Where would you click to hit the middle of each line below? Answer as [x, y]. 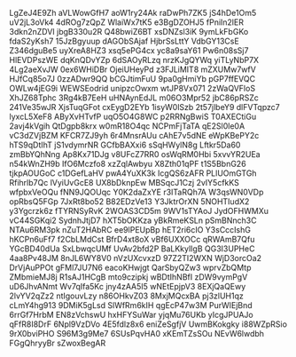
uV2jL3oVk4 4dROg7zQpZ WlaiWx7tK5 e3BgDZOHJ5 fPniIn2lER [126, 22]
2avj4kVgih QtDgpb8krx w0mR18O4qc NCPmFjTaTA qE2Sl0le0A [127, 126]
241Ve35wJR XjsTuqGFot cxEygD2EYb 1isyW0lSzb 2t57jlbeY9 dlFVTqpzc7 [145, 107]
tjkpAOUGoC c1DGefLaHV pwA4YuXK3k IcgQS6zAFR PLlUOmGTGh [133, 173]
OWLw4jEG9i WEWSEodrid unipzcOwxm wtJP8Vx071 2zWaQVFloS [132, 88]
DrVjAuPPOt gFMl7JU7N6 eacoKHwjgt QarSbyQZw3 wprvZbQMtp [130, 267]
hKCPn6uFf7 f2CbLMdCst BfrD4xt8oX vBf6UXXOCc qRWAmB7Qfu [132, 239]
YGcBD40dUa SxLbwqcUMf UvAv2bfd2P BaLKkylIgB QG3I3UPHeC [132, 249]
